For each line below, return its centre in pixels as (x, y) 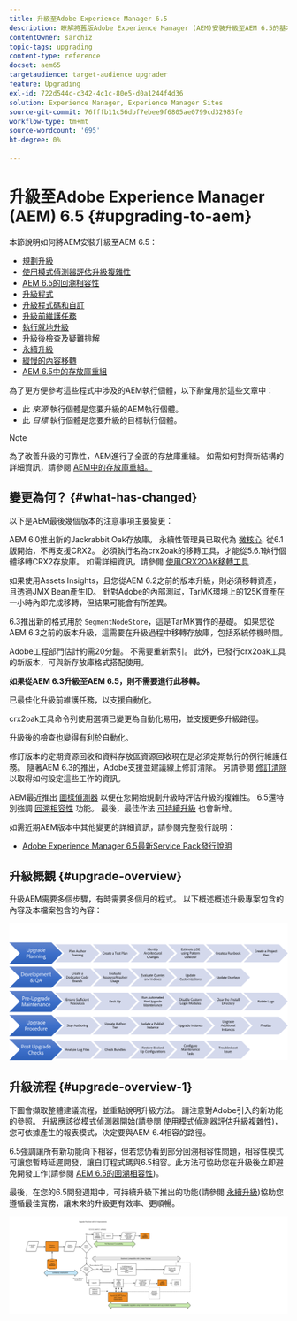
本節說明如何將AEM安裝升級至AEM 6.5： (83, 242)
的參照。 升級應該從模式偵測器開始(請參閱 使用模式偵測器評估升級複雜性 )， (146, 1121)
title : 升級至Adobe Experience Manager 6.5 (88, 19)
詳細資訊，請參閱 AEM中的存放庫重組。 (81, 467)
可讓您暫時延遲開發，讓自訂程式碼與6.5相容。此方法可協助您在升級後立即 (143, 1162)
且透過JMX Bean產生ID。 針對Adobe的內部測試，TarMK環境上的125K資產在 (147, 591)
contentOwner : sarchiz (51, 37)
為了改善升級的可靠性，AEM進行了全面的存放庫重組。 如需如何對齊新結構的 (147, 456)
